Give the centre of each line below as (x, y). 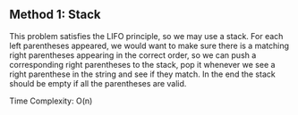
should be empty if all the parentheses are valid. (98, 83)
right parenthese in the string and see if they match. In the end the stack (142, 74)
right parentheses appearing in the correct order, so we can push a (133, 55)
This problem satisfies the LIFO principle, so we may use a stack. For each (146, 36)
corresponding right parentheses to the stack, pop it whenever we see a (142, 64)
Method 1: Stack (55, 15)
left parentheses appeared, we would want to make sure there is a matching (149, 45)
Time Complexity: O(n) (51, 101)
